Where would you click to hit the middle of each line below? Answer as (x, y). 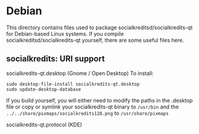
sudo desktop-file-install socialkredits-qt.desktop (73, 84)
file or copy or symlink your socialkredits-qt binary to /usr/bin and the (93, 107)
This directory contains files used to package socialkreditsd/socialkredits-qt (99, 27)
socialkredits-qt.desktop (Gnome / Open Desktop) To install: (80, 73)
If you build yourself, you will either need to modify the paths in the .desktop (99, 100)
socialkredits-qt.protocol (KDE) (44, 124)
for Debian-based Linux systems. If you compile (65, 33)
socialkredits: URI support (56, 59)
